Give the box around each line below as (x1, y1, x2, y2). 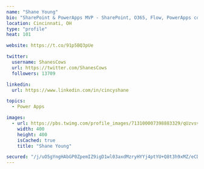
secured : (6, 154, 29, 160)
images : (6, 115, 26, 121)
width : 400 (17, 126, 45, 132)
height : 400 (17, 131, 47, 137)
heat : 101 (6, 32, 32, 38)
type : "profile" (6, 26, 47, 32)
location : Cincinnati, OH (6, 20, 72, 26)
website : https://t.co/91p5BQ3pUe (6, 43, 94, 49)
